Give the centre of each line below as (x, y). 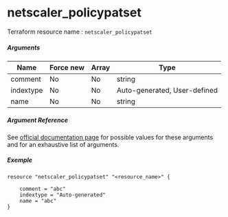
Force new (67, 67)
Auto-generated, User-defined (167, 90)
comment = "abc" (43, 189)
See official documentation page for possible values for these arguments (110, 137)
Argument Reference (38, 120)
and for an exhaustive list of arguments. (63, 144)
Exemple (20, 160)
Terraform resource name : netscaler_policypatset (80, 32)
